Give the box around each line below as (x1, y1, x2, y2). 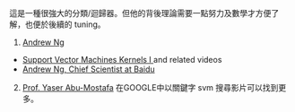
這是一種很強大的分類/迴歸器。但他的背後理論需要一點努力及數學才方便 (9, 8, 272, 18)
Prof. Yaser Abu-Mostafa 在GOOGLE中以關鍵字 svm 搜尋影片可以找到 (22, 82, 279, 92)
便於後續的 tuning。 (32, 19, 106, 30)
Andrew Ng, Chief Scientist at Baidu (22, 64, 155, 74)
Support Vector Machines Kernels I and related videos (22, 55, 222, 65)
